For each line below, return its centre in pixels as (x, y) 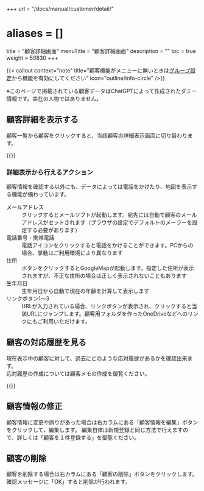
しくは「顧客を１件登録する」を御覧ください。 (81, 437)
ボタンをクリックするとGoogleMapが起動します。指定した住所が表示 (108, 268)
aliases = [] (35, 34)
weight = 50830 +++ (33, 58)
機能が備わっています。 (40, 194)
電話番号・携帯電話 (30, 238)
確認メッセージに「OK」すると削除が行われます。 (69, 482)
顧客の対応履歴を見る (46, 343)
